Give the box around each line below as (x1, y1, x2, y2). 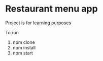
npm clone (12, 39, 36, 45)
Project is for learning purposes (5, 20, 72, 26)
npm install (12, 44, 36, 50)
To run (5, 29, 19, 35)
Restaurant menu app (5, 3, 98, 15)
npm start (12, 50, 33, 56)
